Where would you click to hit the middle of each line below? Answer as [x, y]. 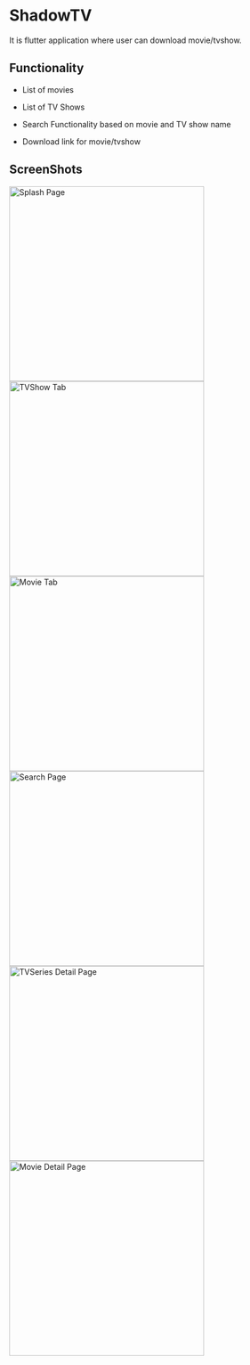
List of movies [48, 89]
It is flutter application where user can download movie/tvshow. [125, 40]
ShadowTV [51, 16]
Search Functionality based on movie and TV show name [126, 124]
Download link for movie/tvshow [81, 141]
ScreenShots [46, 170]
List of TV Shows [53, 107]
